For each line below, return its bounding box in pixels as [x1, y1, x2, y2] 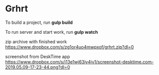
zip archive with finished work [5, 38, 67, 45]
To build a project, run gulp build [5, 19, 73, 25]
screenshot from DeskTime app [5, 53, 70, 60]
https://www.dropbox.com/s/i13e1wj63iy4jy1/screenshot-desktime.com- [5, 59, 154, 65]
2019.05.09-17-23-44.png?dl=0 [5, 64, 70, 70]
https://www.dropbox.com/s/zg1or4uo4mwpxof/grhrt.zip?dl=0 [5, 44, 134, 50]
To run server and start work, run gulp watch [5, 29, 98, 35]
